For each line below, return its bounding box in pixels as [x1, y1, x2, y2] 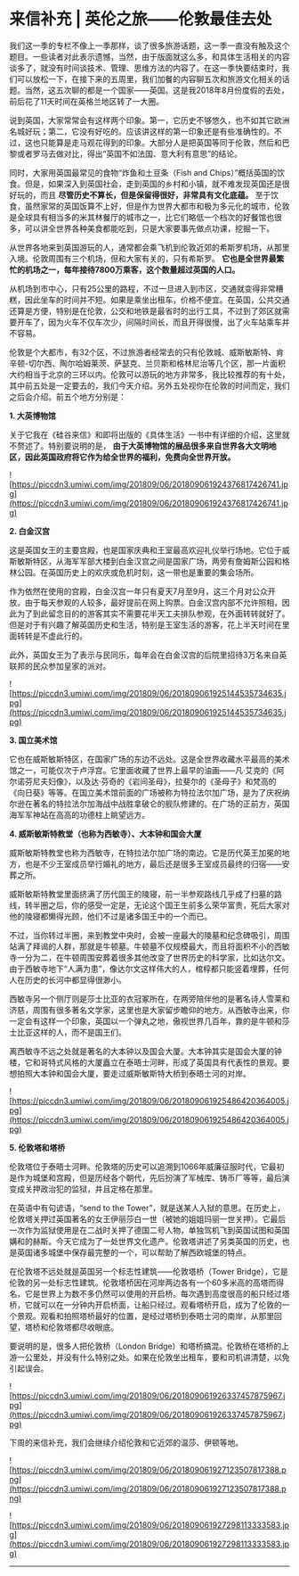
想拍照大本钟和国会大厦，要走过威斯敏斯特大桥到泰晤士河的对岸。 [9, 1068, 251, 1078]
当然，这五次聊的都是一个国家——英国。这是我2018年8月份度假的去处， [24, 85, 289, 95]
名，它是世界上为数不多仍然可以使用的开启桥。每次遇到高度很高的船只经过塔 [9, 1288, 290, 1299]
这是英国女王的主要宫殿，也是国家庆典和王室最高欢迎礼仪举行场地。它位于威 [9, 544, 290, 555]
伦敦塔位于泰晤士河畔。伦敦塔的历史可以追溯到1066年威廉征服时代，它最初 [9, 1161, 285, 1172]
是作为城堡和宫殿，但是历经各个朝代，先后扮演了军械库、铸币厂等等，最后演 [9, 1172, 290, 1183]
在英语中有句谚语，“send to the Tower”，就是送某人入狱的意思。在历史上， [9, 1202, 286, 1213]
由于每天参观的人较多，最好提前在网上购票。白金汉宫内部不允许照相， [24, 597, 282, 607]
